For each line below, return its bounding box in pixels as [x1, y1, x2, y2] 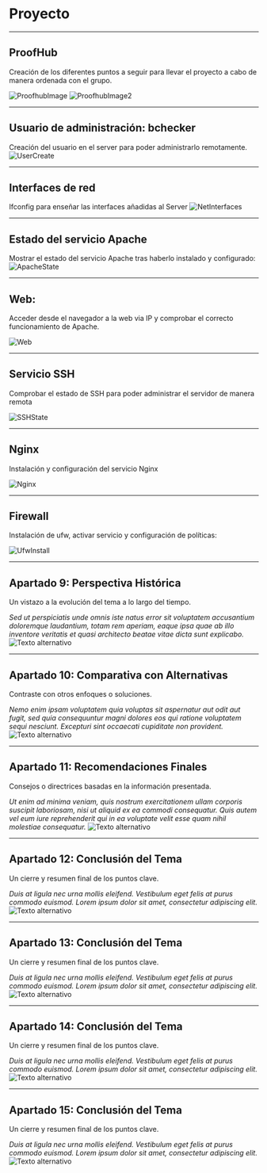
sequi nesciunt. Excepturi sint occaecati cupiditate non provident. [9, 722, 224, 732]
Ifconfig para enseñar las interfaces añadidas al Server [9, 202, 189, 212]
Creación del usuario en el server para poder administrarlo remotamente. [9, 142, 248, 151]
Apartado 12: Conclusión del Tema [9, 853, 183, 866]
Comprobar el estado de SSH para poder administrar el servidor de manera [9, 388, 255, 398]
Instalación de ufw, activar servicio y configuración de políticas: [9, 530, 217, 540]
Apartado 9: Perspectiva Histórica [9, 576, 181, 590]
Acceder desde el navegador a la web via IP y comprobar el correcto [9, 314, 234, 323]
